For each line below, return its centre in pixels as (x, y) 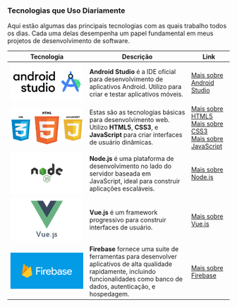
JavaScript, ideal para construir (135, 181)
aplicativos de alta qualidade (131, 264)
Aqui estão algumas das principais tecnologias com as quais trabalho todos (117, 26)
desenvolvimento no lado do (130, 166)
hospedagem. (109, 294)
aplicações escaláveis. (122, 188)
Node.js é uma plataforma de (132, 158)
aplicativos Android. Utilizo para (135, 86)
